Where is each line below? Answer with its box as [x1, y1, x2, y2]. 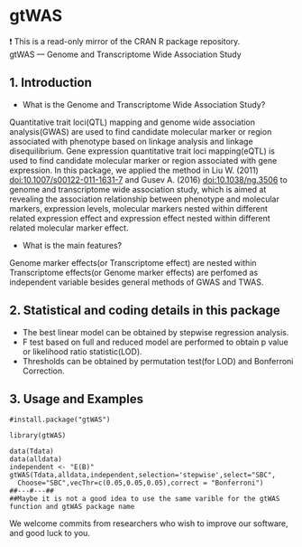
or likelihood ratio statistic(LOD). [22, 345, 142, 357]
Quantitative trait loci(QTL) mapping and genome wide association [9, 117, 255, 127]
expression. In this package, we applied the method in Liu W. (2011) [9, 165, 259, 175]
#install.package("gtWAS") [9, 415, 111, 425]
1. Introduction [9, 75, 92, 90]
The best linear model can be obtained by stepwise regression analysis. [22, 326, 289, 337]
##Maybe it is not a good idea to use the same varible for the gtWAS [9, 495, 280, 504]
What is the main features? [22, 240, 123, 250]
